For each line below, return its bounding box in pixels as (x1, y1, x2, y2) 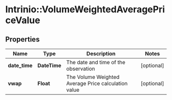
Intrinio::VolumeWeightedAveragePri (5, 4, 165, 15)
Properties (5, 35, 40, 44)
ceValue (5, 14, 40, 26)
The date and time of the (66, 59, 125, 66)
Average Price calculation (66, 80, 128, 87)
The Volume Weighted (66, 73, 120, 81)
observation (66, 65, 96, 72)
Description (86, 50, 116, 57)
